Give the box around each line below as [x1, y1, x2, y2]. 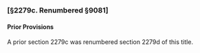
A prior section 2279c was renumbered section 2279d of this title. [7, 38, 194, 46]
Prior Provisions [7, 23, 54, 31]
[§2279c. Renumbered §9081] [7, 6, 109, 15]
